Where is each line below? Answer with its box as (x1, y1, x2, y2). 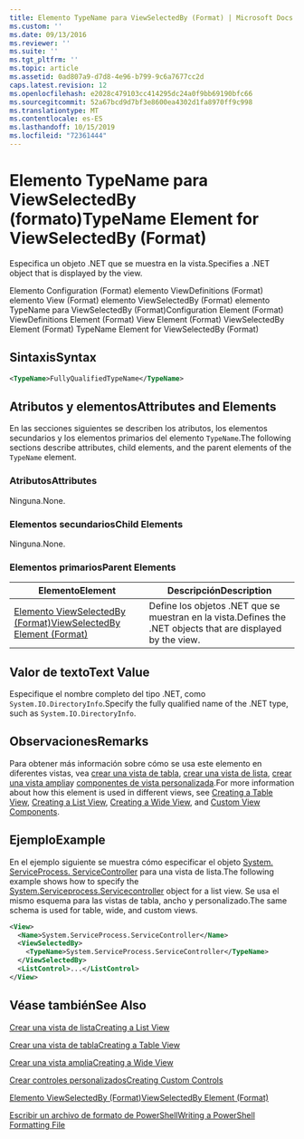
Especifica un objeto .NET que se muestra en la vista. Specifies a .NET (9, 257, 271, 268)
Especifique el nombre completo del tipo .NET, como (9, 689, 206, 700)
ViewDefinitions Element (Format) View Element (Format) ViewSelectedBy (9, 314, 285, 324)
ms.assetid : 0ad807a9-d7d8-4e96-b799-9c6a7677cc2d (9, 72, 204, 82)
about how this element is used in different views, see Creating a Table (9, 787, 273, 797)
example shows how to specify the (9, 875, 139, 886)
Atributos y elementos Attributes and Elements (9, 399, 277, 414)
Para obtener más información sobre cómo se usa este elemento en (9, 758, 262, 768)
